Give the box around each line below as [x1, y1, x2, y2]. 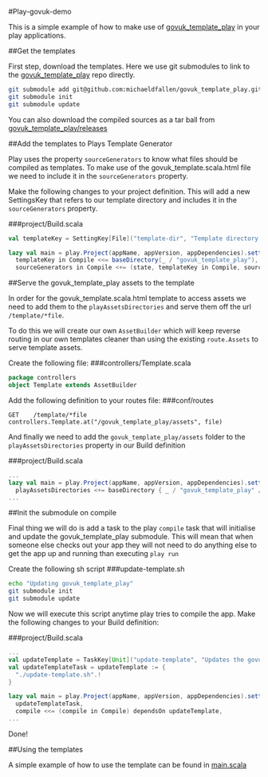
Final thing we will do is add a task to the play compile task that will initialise [8, 523, 256, 533]
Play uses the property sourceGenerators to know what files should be [8, 154, 238, 164]
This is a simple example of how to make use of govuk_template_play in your [8, 22, 260, 31]
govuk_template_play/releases [8, 123, 108, 132]
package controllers [8, 374, 77, 382]
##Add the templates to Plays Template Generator [8, 139, 173, 148]
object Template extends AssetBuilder [8, 381, 137, 389]
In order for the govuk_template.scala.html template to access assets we [8, 294, 246, 303]
